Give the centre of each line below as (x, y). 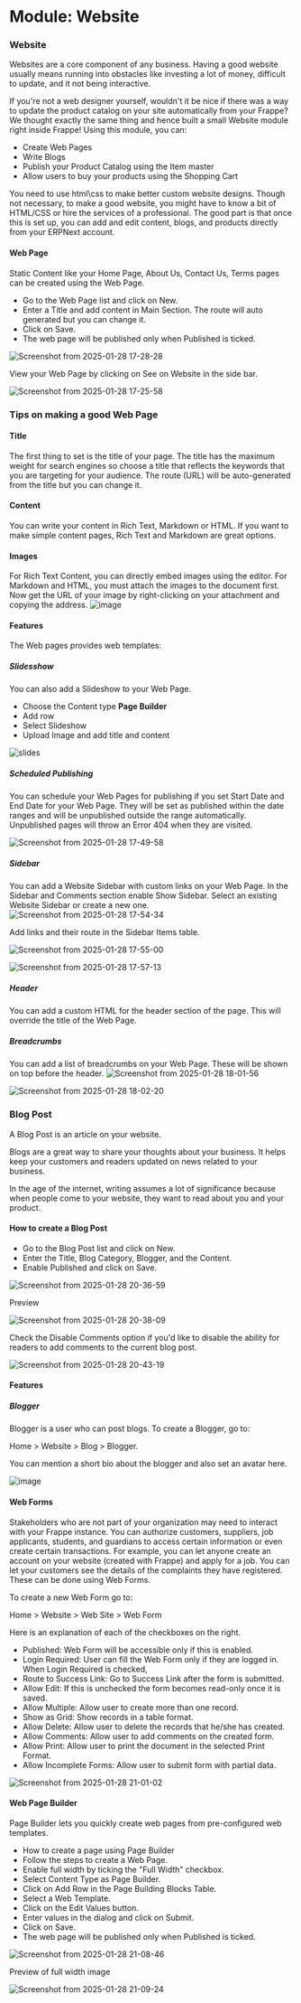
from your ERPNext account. (62, 232)
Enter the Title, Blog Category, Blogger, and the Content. (127, 1258)
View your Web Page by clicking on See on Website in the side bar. (134, 373)
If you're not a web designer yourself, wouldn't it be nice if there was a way (149, 101)
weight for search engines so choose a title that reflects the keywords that (147, 465)
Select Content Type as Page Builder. (91, 1879)
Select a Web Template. (66, 1898)
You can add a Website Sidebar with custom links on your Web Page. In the (149, 886)
